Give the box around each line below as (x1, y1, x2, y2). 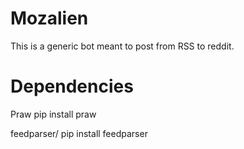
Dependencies (10, 75, 134, 98)
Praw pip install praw (10, 108, 97, 120)
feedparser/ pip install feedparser (10, 127, 148, 139)
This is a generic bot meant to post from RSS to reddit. (10, 40, 235, 52)
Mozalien (10, 7, 89, 30)
